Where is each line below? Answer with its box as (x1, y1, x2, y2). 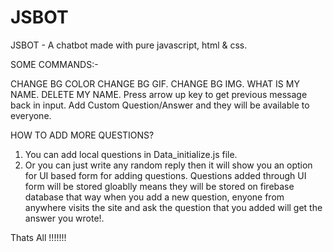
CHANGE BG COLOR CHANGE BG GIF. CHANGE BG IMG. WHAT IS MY (10, 77, 300, 90)
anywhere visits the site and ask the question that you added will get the (24, 201, 323, 213)
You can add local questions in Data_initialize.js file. (24, 148, 238, 160)
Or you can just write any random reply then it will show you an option (24, 159, 313, 171)
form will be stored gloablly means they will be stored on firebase (24, 180, 295, 192)
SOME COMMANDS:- (10, 58, 99, 70)
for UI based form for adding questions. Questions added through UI (24, 169, 307, 181)
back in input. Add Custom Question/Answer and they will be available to (10, 99, 310, 111)
